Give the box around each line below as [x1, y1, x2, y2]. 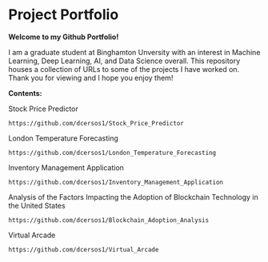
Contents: [8, 88, 42, 97]
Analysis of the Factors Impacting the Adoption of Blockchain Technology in [8, 192, 258, 201]
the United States [8, 200, 66, 210]
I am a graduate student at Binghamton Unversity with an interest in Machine [8, 47, 261, 57]
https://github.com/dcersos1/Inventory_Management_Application [8, 178, 224, 186]
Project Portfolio [8, 6, 119, 24]
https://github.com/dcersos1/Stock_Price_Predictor [8, 119, 184, 127]
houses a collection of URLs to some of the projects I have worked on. [8, 64, 240, 73]
